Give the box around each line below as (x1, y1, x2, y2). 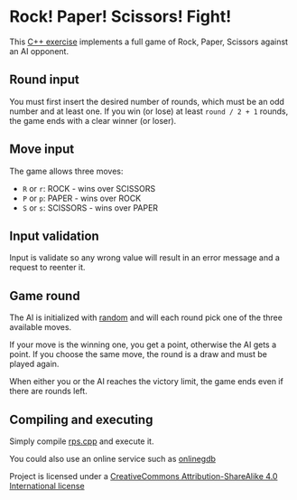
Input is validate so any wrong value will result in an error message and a (9, 252, 280, 263)
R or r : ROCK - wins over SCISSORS (22, 183, 156, 193)
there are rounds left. (9, 386, 88, 397)
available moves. (9, 322, 72, 333)
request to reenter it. (9, 262, 86, 273)
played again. (9, 359, 60, 370)
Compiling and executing (9, 411, 153, 427)
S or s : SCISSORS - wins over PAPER (22, 202, 159, 213)
